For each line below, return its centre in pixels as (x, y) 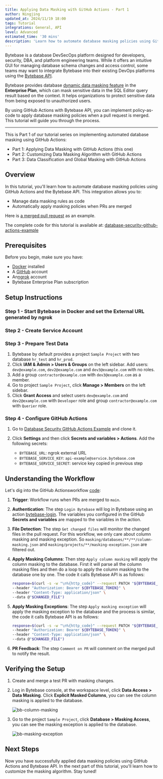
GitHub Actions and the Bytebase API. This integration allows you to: (73, 191)
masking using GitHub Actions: (36, 140)
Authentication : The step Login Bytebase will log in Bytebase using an (82, 509)
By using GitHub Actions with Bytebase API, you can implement (68, 110)
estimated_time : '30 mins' (32, 37)
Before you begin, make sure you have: (44, 257)
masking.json (25, 545)
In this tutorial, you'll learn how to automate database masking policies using (81, 186)
